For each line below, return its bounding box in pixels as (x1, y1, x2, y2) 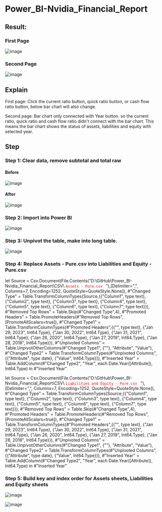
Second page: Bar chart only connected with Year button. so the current (5, 113, 149, 119)
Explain (5, 86, 28, 94)
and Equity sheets (5, 481, 48, 488)
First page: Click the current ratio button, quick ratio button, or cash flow (5, 98, 149, 104)
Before (5, 169, 19, 175)
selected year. (5, 128, 33, 134)
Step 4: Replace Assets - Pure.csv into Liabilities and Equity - (5, 261, 152, 267)
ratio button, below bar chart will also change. (5, 104, 97, 109)
